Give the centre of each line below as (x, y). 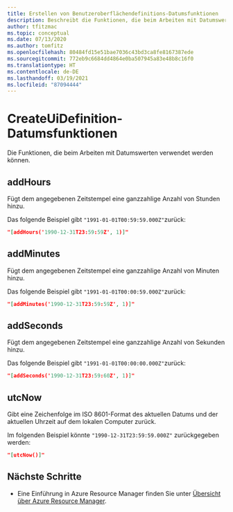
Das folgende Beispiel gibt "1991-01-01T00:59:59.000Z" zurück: (96, 220)
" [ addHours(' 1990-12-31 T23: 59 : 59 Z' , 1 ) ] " (68, 232)
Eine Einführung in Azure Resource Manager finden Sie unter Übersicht (119, 493)
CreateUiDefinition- (65, 119)
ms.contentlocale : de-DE (43, 71)
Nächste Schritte (44, 477)
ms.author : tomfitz (35, 46)
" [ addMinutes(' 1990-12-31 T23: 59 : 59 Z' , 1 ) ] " (71, 304)
